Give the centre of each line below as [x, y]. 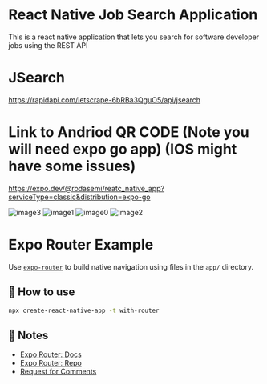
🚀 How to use [42, 292]
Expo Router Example [81, 245]
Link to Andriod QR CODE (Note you [129, 132]
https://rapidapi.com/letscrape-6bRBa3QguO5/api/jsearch [105, 100]
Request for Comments [58, 372]
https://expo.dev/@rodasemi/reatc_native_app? [87, 188]
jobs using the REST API [48, 45]
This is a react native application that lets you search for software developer [134, 37]
